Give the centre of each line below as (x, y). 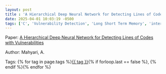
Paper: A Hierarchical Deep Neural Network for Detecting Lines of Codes (79, 37)
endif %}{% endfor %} (28, 67)
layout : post (19, 10)
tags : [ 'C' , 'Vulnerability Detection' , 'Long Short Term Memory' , (76, 23)
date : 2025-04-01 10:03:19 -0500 (40, 19)
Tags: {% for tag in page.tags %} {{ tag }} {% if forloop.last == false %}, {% (81, 62)
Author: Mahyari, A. (25, 52)
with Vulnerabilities (24, 43)
